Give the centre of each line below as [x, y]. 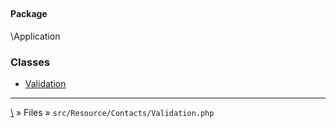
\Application [35, 36]
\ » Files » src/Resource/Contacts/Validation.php [112, 113]
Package [29, 14]
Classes [30, 62]
